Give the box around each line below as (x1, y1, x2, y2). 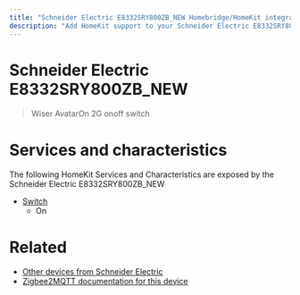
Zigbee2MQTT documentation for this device (21, 276, 188, 287)
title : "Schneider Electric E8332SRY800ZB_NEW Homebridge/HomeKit (9, 13, 262, 22)
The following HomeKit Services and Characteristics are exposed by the (9, 169, 275, 180)
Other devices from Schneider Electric (21, 266, 163, 277)
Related (9, 237, 67, 257)
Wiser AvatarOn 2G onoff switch (30, 108, 150, 119)
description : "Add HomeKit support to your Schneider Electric (9, 21, 250, 30)
